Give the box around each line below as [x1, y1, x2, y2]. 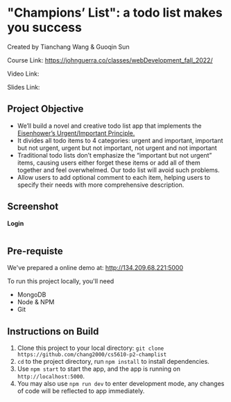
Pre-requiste [7, 245, 64, 257]
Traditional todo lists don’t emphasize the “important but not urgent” [17, 151, 212, 159]
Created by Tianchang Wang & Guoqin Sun [7, 42, 130, 51]
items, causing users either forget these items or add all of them [17, 158, 200, 167]
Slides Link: [7, 83, 40, 91]
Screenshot [7, 201, 59, 212]
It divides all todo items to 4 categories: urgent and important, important [17, 136, 223, 144]
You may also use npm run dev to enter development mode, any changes [17, 380, 225, 388]
